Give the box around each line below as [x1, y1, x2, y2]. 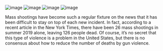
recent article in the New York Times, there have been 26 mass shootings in [5, 25, 159, 30]
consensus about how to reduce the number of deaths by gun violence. [5, 40, 150, 46]
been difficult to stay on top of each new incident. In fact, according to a [5, 20, 151, 25]
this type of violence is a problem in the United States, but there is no [5, 35, 145, 41]
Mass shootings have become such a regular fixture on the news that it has [5, 14, 157, 20]
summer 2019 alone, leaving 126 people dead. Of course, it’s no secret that [5, 30, 157, 35]
